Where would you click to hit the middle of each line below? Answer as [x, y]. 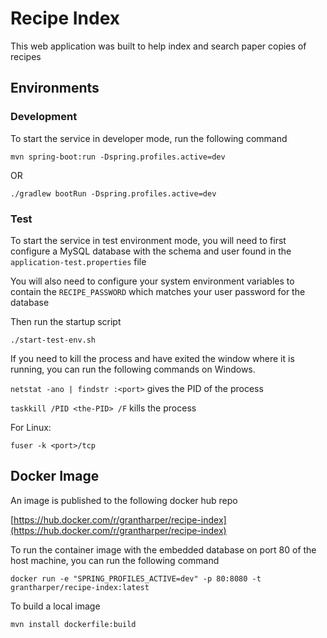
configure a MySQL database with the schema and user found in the [151, 251]
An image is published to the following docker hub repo [124, 500]
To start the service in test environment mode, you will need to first [148, 240]
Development [44, 117]
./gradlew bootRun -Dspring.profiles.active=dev [113, 193]
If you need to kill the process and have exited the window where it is [152, 358]
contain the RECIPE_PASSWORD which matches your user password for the [158, 291]
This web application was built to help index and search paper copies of [158, 46]
